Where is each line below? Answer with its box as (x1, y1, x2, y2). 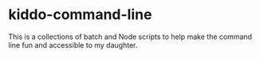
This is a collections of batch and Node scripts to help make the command (8, 32, 253, 41)
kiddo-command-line (8, 6, 152, 24)
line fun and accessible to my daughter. (8, 40, 138, 49)
